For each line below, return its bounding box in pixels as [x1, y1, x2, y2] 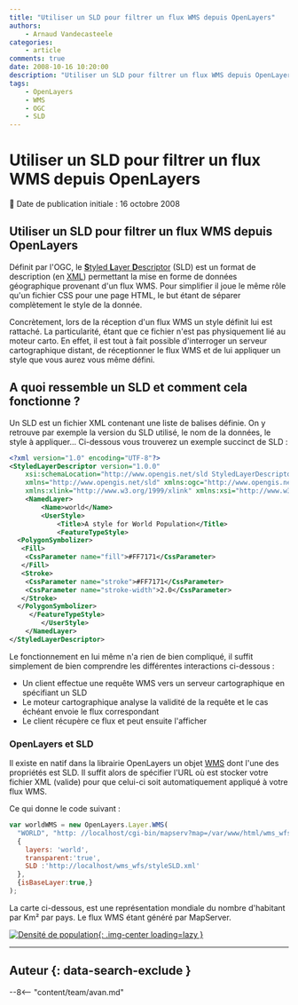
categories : [9, 37, 53, 47]
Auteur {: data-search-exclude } [9, 963, 192, 978]
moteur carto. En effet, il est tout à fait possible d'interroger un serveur [9, 335, 268, 346]
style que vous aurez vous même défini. [9, 354, 155, 365]
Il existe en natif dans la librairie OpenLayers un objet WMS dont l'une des [9, 758, 279, 769]
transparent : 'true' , [25, 853, 101, 862]
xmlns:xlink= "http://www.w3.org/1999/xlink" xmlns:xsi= [25, 487, 237, 495]
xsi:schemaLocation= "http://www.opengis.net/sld [25, 470, 208, 479]
